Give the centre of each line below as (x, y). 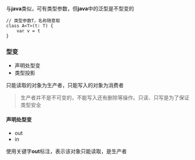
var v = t (29, 31)
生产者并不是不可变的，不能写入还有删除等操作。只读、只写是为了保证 (105, 98)
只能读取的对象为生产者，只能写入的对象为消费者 (65, 85)
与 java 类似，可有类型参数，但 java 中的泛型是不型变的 (70, 8)
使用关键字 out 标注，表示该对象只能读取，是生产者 (67, 151)
